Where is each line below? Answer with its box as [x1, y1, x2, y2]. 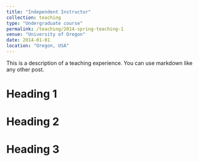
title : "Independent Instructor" [6, 8, 91, 15]
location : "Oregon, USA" [6, 43, 69, 49]
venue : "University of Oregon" [6, 32, 86, 38]
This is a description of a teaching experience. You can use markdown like [6, 59, 193, 67]
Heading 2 [6, 115, 60, 129]
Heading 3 [6, 143, 60, 157]
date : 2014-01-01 [6, 37, 51, 43]
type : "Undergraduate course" [6, 20, 83, 26]
